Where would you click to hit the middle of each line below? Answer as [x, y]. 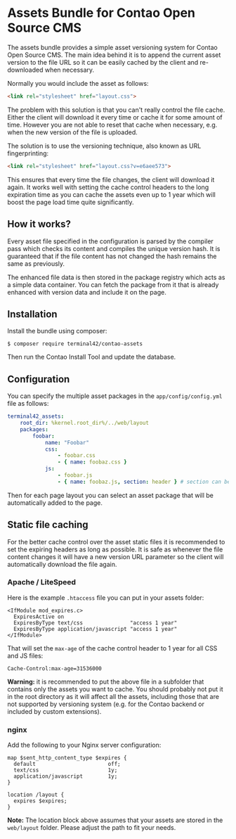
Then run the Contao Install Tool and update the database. [92, 357]
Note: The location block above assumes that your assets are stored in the [115, 820]
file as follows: [28, 404]
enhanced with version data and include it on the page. [87, 292]
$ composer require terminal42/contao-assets [75, 344]
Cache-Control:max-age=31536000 [54, 668]
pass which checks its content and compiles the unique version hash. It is [114, 248]
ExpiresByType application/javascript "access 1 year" [96, 629]
